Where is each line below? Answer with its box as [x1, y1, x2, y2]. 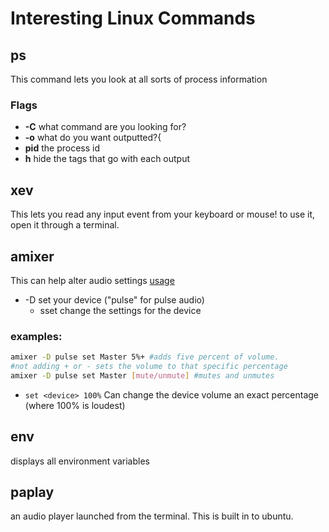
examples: [10, 329, 63, 343]
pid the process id [24, 142, 100, 154]
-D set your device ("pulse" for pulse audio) [24, 293, 205, 306]
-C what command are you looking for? [24, 121, 187, 133]
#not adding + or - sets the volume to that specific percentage [10, 362, 288, 372]
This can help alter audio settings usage [10, 274, 175, 286]
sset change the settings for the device [39, 304, 202, 316]
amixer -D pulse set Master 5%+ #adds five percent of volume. [10, 352, 280, 362]
